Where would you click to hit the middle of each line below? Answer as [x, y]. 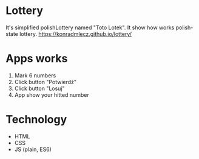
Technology [36, 120]
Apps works [37, 59]
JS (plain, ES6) [33, 149]
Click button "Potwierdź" [46, 82]
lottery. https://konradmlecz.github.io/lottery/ [76, 34]
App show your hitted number [52, 94]
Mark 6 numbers [35, 75]
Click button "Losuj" [39, 88]
